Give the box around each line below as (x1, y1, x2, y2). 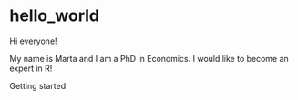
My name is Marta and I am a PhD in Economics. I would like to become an (9, 53, 289, 64)
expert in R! (9, 63, 53, 74)
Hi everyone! (9, 35, 57, 46)
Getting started (9, 80, 67, 91)
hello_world (9, 5, 100, 26)
